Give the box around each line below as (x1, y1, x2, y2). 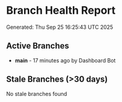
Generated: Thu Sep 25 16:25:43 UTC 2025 (6, 23, 114, 31)
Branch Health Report (6, 4, 116, 17)
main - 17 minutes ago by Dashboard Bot (14, 56, 116, 64)
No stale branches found (6, 90, 68, 97)
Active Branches (6, 41, 69, 51)
